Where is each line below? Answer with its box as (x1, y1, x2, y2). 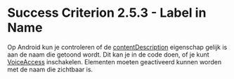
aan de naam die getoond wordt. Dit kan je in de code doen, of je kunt (7, 50, 209, 59)
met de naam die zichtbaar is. (7, 65, 93, 73)
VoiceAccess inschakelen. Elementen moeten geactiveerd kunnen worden (7, 57, 222, 66)
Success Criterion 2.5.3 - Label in (7, 5, 207, 21)
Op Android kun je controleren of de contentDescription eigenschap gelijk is (7, 43, 228, 51)
